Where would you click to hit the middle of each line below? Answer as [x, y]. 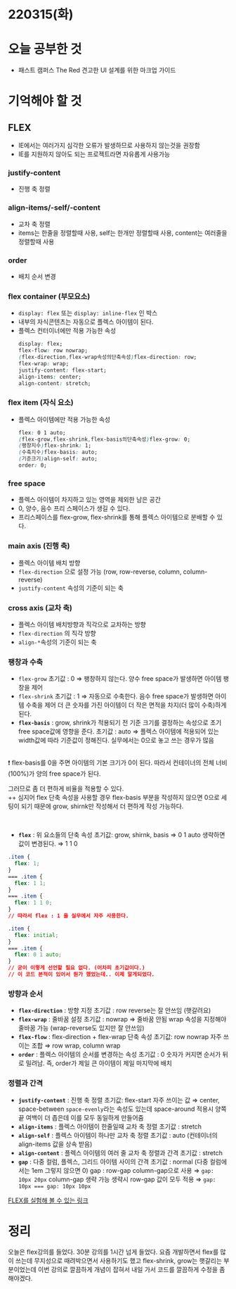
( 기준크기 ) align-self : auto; [58, 459]
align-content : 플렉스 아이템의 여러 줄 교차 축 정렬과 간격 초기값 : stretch [120, 1152]
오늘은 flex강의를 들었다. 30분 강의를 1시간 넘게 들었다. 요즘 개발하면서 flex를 [113, 1252]
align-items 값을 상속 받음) [55, 1144]
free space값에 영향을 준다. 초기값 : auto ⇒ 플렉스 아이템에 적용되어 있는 [119, 731]
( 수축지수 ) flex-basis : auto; [58, 452]
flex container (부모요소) [49, 296]
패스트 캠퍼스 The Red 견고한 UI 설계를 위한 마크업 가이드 [97, 70]
